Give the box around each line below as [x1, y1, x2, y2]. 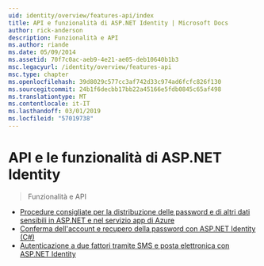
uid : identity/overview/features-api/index [8, 11, 155, 20]
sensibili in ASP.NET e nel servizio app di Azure [19, 215, 175, 225]
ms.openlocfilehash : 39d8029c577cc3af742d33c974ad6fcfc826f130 [8, 78, 222, 85]
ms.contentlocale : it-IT [8, 100, 90, 108]
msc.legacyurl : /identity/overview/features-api [8, 63, 172, 71]
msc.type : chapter [8, 70, 69, 78]
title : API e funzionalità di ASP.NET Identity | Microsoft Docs [8, 19, 228, 27]
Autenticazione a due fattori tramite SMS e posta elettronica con [19, 241, 230, 250]
